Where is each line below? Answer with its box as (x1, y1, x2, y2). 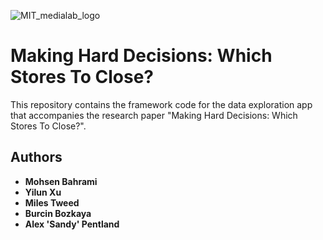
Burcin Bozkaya (24, 207, 92, 219)
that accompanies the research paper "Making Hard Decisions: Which (10, 109, 298, 121)
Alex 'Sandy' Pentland (24, 218, 120, 230)
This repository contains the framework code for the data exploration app (10, 98, 313, 110)
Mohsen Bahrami (24, 175, 98, 187)
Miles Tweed (24, 196, 80, 209)
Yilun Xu (24, 186, 62, 198)
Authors (10, 149, 63, 166)
